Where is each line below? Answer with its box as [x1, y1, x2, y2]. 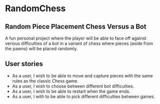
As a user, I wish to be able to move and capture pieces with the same [12, 73, 153, 79]
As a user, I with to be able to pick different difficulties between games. [12, 93, 155, 99]
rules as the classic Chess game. [12, 78, 79, 83]
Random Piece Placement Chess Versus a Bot [5, 22, 146, 31]
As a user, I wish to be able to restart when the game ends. [12, 88, 131, 94]
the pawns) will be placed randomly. [5, 46, 78, 51]
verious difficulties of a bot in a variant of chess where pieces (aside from [5, 41, 153, 46]
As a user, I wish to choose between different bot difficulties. [12, 83, 135, 89]
